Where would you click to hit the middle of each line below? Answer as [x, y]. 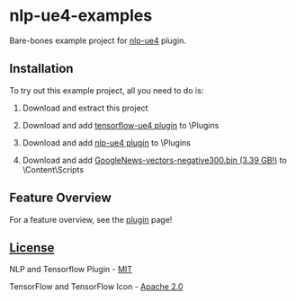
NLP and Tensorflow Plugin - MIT [71, 270]
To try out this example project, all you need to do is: [107, 90]
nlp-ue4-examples [81, 16]
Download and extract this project [85, 108]
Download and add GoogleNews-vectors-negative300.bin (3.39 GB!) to [155, 160]
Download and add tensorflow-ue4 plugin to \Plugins [121, 125]
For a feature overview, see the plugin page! [91, 219]
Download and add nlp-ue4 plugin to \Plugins [107, 142]
